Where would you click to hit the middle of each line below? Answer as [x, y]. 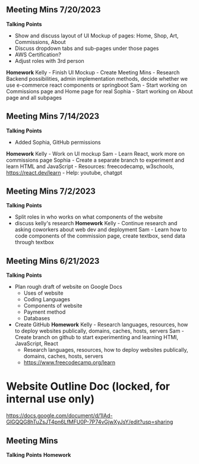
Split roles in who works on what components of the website [89, 217]
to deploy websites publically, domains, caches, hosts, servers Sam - [99, 331]
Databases [37, 318]
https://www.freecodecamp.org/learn [70, 362]
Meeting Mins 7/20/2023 [53, 10]
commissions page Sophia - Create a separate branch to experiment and [95, 160]
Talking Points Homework [39, 455]
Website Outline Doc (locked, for [88, 386]
